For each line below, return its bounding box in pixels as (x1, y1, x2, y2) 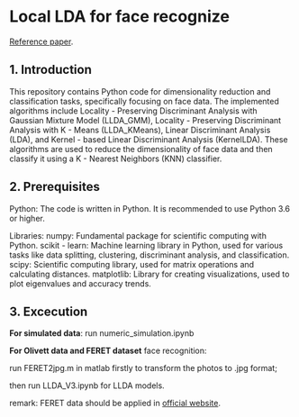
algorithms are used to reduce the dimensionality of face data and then (9, 143, 273, 154)
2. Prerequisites (9, 179, 101, 195)
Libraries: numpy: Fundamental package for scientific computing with (9, 230, 267, 240)
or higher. (9, 213, 45, 223)
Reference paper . (9, 36, 74, 47)
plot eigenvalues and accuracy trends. (9, 277, 151, 289)
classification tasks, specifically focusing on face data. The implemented (9, 95, 279, 106)
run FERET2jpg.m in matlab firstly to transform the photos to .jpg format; (9, 363, 277, 374)
